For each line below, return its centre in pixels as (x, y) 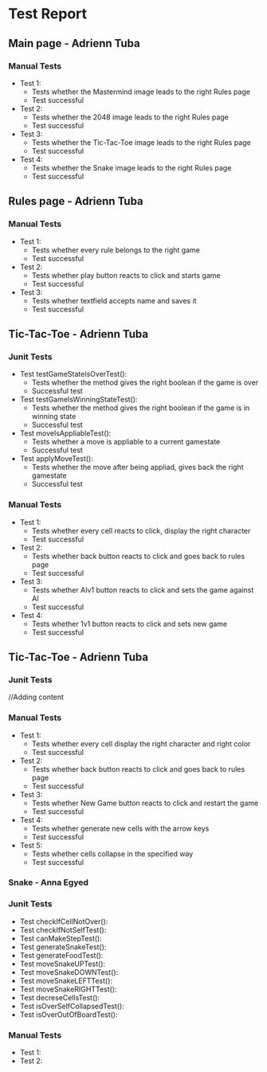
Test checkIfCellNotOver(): (64, 921)
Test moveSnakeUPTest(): (63, 964)
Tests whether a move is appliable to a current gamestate (126, 442)
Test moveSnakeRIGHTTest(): (68, 989)
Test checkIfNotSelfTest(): (63, 929)
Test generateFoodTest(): (61, 955)
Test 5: (31, 845)
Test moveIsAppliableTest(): (65, 433)
